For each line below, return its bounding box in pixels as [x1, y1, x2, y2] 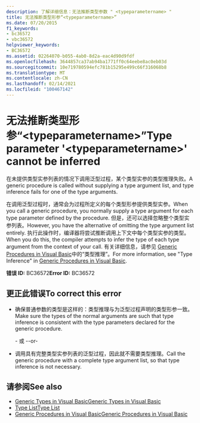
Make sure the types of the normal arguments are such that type [14, 312, 174, 319]
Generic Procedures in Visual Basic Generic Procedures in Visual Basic [14, 410, 188, 418]
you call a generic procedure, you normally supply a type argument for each [6, 207, 194, 214]
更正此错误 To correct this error [6, 289, 122, 299]
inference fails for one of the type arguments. [6, 188, 118, 195]
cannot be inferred [6, 155, 100, 168]
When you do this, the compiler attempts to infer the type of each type [6, 236, 180, 243]
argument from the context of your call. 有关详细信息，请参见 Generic [6, 243, 177, 250]
